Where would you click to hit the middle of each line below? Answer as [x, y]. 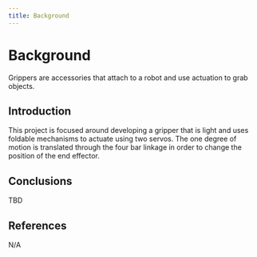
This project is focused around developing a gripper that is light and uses [128, 131]
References [38, 225]
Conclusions [40, 181]
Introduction [40, 111]
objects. [22, 86]
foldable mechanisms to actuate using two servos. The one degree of [123, 139]
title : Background [39, 16]
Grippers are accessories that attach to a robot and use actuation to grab [128, 78]
